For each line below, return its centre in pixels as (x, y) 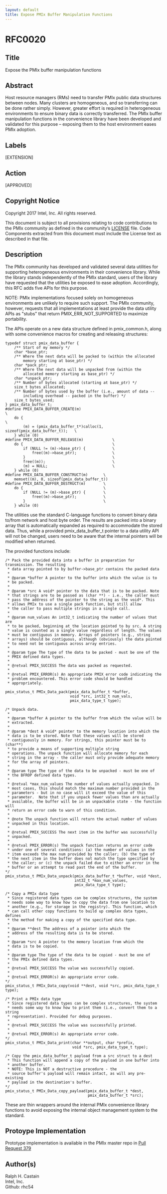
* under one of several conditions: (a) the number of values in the (81, 850)
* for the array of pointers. (39, 762)
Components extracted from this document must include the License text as (83, 233)
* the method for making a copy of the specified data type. (72, 920)
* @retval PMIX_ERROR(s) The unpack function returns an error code (80, 845)
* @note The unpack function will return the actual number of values (82, 819)
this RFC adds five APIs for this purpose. (47, 288)
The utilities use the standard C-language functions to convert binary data (81, 515)
